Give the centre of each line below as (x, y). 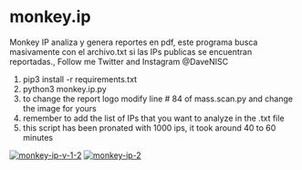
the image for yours (60, 108)
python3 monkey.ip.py (64, 89)
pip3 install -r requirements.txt (80, 79)
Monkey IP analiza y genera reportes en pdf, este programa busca (134, 42)
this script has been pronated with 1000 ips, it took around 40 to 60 (149, 127)
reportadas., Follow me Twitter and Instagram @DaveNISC (119, 61)
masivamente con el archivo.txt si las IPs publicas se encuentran (131, 51)
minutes (37, 137)
